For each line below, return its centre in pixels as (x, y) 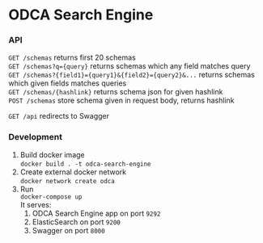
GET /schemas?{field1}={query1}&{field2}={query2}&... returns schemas (131, 75)
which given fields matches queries (68, 83)
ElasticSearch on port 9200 (76, 222)
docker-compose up (51, 197)
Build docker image (52, 154)
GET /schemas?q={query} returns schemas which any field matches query (129, 66)
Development (36, 137)
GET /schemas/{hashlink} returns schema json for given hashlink (116, 92)
